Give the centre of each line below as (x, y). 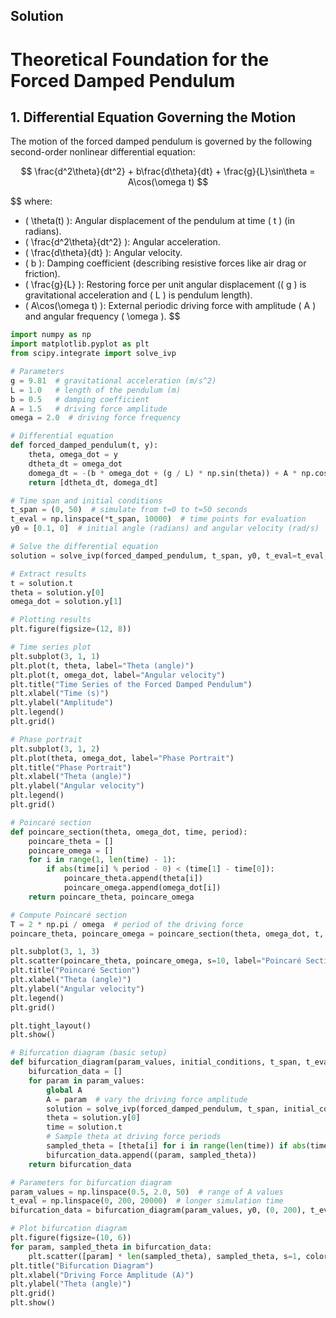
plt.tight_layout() (51, 1025)
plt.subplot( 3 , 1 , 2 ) (55, 749)
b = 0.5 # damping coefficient (80, 399)
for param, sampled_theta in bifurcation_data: (111, 1247)
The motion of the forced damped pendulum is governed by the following (161, 141)
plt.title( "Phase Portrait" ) (71, 767)
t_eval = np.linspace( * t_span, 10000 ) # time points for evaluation (158, 519)
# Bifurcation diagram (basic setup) (89, 1053)
